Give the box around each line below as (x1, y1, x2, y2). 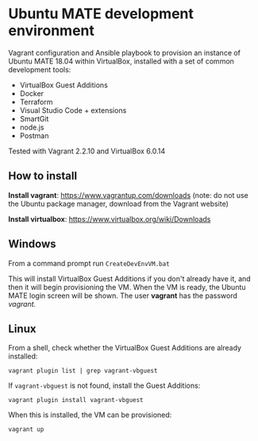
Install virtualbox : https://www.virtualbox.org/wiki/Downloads (8, 214, 211, 223)
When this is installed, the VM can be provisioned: (8, 410, 172, 420)
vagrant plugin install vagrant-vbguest (8, 397, 144, 404)
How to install (8, 169, 78, 183)
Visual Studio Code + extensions (19, 105, 127, 115)
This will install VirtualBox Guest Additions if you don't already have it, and (8, 273, 252, 283)
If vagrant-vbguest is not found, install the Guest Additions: (8, 381, 201, 390)
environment (8, 21, 95, 40)
